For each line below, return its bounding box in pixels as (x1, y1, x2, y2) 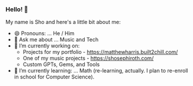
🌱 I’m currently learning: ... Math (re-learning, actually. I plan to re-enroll (14, 67, 188, 74)
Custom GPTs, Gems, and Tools (22, 61, 100, 68)
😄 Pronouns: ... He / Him (14, 30, 75, 37)
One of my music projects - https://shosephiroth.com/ (22, 55, 154, 62)
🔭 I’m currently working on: (14, 42, 80, 49)
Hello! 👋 (5, 5, 29, 13)
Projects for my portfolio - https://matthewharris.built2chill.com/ (22, 49, 178, 56)
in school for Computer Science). (14, 73, 95, 81)
